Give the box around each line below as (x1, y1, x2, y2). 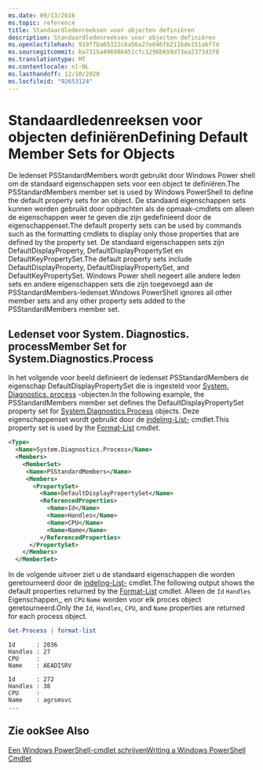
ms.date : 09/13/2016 (8, 11, 76, 20)
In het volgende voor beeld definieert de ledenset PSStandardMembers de (8, 373, 249, 383)
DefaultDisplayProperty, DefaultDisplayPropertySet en (8, 246, 184, 256)
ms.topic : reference (8, 19, 76, 27)
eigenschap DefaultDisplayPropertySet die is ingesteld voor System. (8, 381, 229, 391)
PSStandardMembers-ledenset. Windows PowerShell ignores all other (8, 288, 233, 298)
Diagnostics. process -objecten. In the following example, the (8, 390, 205, 399)
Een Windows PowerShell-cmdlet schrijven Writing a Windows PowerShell (8, 745, 246, 754)
